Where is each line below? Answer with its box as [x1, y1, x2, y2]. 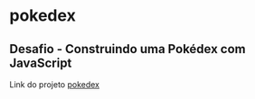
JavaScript [9, 55, 72, 70]
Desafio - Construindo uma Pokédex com [9, 41, 246, 57]
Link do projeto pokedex [9, 79, 99, 90]
